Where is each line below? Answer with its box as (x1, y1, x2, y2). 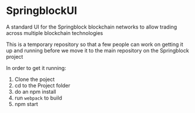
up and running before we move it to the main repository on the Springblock (6, 47, 189, 54)
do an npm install (14, 88, 57, 95)
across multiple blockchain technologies (6, 29, 104, 36)
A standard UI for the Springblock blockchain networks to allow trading (6, 23, 177, 30)
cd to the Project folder (14, 82, 71, 89)
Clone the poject (14, 76, 55, 83)
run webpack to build (14, 94, 63, 101)
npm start (14, 100, 38, 107)
